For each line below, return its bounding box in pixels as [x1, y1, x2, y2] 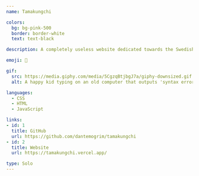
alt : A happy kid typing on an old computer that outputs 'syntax [11, 79, 179, 85]
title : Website [11, 145, 49, 151]
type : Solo [6, 161, 33, 167]
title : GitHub [11, 128, 46, 134]
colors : [6, 19, 25, 25]
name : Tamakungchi [6, 8, 52, 15]
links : [6, 117, 23, 123]
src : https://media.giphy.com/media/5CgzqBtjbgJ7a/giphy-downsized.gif [11, 73, 192, 79]
